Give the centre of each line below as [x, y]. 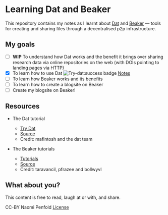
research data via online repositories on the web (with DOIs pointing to [86, 62]
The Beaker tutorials [34, 149]
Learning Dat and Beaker [58, 9]
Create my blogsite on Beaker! [44, 90]
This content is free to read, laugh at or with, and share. [63, 197]
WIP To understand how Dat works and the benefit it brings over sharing [88, 57]
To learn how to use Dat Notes [71, 73]
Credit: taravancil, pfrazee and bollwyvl [61, 169]
